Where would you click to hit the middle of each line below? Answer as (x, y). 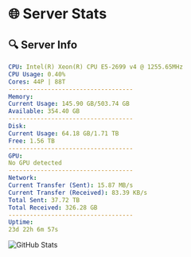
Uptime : (21, 222)
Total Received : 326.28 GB (53, 208)
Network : (23, 178)
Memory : (21, 96)
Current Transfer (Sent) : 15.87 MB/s (71, 185)
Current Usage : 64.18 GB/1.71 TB (64, 133)
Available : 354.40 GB (44, 111)
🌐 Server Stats (58, 14)
